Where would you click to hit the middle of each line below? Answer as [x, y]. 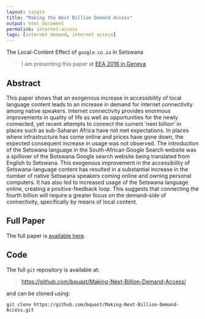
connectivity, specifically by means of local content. [72, 202]
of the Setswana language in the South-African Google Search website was [102, 150]
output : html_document [35, 23]
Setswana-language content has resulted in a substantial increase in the [97, 169]
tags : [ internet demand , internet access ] [61, 35]
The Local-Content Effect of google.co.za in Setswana [75, 52]
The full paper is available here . [46, 235]
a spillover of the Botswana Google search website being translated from [98, 156]
